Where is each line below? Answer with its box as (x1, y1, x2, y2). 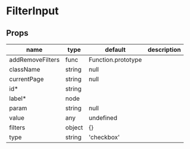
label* (9, 94, 27, 103)
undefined (88, 114, 118, 122)
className (9, 66, 40, 73)
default (104, 46, 126, 54)
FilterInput (6, 4, 59, 18)
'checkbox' (88, 133, 120, 141)
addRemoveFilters (9, 55, 60, 64)
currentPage (9, 75, 44, 83)
